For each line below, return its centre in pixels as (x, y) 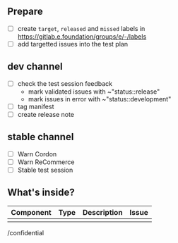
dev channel (35, 67)
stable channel (41, 137)
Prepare (25, 12)
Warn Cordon (37, 154)
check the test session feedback (65, 83)
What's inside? (41, 193)
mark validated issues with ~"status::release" (94, 92)
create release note (46, 114)
